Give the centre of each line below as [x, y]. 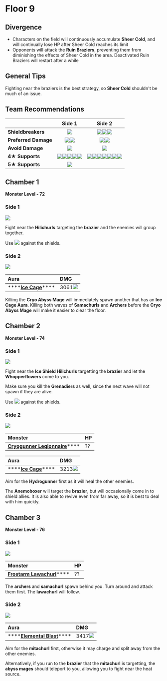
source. [13, 674]
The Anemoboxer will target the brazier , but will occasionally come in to [80, 491]
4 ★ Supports [24, 156]
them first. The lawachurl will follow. [43, 591]
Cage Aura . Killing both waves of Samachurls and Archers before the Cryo [83, 305]
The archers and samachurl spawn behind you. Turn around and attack [79, 586]
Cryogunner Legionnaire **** [44, 446]
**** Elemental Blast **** [39, 636]
